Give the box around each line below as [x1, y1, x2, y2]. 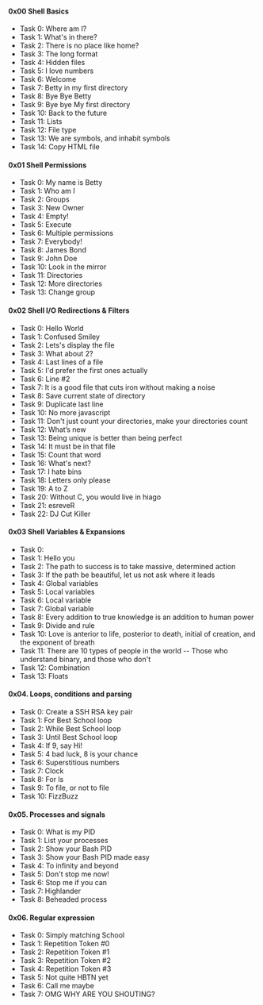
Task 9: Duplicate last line [19, 399, 104, 409]
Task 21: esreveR [19, 500, 75, 510]
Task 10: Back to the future [19, 108, 108, 118]
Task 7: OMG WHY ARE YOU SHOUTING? [19, 989, 156, 999]
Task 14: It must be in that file [19, 441, 116, 451]
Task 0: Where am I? [19, 24, 87, 33]
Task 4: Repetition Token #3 [19, 965, 112, 974]
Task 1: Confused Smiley [19, 332, 101, 341]
